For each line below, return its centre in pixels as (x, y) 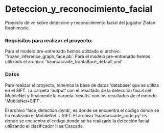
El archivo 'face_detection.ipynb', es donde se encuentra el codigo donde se (82, 110)
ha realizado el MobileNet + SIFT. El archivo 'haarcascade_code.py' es (76, 115)
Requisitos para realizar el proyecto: (49, 40)
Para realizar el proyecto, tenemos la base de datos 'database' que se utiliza (82, 85)
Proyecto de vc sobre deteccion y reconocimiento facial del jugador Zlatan (80, 23)
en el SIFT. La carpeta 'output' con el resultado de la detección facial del (78, 90)
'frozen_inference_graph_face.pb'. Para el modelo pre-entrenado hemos (78, 56)
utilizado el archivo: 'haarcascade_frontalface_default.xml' (64, 62)
